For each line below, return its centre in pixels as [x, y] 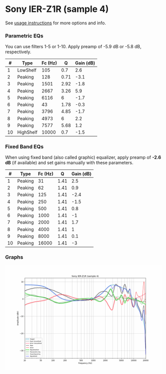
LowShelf [27, 70]
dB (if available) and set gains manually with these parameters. [69, 163]
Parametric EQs [24, 36]
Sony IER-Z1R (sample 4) [57, 9]
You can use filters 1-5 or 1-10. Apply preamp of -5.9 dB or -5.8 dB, [73, 47]
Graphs [14, 257]
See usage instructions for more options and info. [56, 23]
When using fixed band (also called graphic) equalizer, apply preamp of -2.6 [83, 157]
